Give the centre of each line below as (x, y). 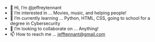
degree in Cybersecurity (35, 23)
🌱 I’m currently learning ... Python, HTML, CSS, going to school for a (80, 18)
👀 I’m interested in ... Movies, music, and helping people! (68, 13)
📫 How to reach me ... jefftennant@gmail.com (57, 34)
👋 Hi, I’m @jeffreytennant (35, 8)
